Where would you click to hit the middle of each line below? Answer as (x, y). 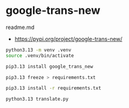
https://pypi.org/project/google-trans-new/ (68, 39)
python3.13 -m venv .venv (38, 50)
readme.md (20, 27)
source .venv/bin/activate (40, 56)
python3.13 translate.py (37, 99)
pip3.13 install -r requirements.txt (54, 88)
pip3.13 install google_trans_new (50, 66)
